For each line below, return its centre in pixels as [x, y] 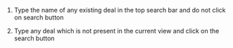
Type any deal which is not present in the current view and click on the [116, 31]
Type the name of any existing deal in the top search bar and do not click [120, 10]
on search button [39, 17]
